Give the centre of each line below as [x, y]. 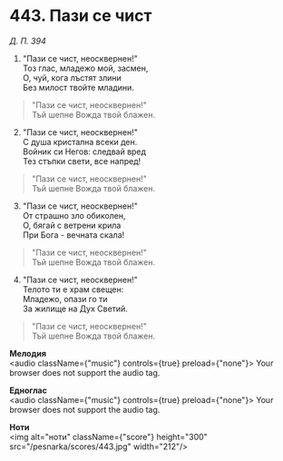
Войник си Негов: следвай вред [84, 152]
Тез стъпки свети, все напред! [82, 161]
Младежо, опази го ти [65, 299]
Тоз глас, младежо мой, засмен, [85, 68]
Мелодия [28, 353]
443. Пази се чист [81, 16]
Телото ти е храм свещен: [73, 289]
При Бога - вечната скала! [73, 235]
